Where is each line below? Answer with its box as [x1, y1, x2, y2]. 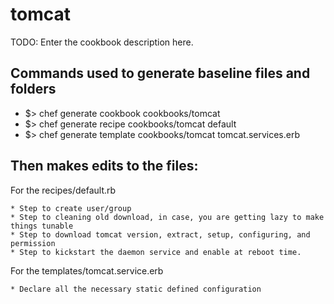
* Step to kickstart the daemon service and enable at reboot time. [10, 247, 302, 257]
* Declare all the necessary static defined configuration [10, 284, 262, 294]
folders [10, 81, 57, 98]
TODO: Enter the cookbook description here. [10, 36, 194, 48]
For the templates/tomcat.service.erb [10, 264, 164, 277]
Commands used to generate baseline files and [10, 65, 311, 82]
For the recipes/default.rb [10, 184, 117, 196]
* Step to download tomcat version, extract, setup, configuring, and [10, 229, 311, 240]
